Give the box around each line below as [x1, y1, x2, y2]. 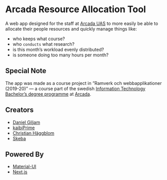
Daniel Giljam [12, 119, 40, 125]
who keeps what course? [12, 36, 65, 42]
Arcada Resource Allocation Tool [5, 4, 146, 15]
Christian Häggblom [12, 130, 55, 136]
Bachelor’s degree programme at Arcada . [5, 91, 92, 97]
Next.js [12, 169, 28, 175]
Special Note [5, 67, 47, 75]
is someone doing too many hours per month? [12, 52, 109, 58]
